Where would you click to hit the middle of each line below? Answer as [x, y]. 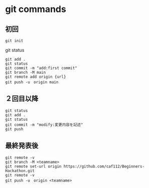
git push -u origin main [32, 82]
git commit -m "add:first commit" [41, 68]
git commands [36, 9]
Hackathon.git [20, 171]
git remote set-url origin [33, 166]
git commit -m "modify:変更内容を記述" [44, 125]
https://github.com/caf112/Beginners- [104, 166]
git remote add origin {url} [36, 77]
